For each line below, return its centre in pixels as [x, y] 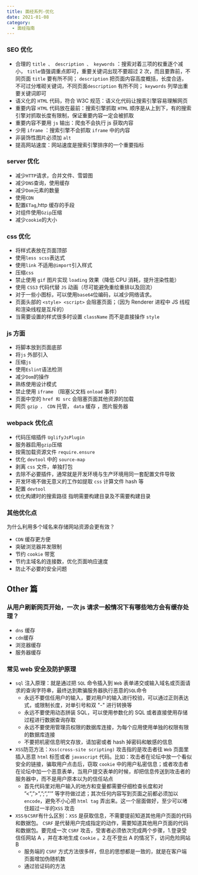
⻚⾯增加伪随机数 [45, 859]
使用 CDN [24, 198]
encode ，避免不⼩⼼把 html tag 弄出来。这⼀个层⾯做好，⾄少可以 [103, 801]
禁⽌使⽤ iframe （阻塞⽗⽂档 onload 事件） [67, 392]
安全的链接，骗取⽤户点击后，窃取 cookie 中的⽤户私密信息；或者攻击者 [102, 764]
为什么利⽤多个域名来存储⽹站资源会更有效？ [61, 527]
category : [19, 22]
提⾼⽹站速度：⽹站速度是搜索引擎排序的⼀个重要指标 [80, 144]
